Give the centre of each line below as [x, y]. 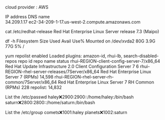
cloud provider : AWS [27, 7]
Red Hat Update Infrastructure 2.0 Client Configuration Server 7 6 [72, 66]
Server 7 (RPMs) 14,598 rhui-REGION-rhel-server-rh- [59, 77]
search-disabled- [141, 56]
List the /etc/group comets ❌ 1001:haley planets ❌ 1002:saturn [66, 112]
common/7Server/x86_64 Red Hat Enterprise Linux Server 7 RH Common [80, 82]
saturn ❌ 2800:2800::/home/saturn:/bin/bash [50, 102]
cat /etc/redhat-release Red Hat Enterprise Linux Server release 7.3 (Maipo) [82, 31]
